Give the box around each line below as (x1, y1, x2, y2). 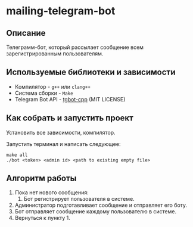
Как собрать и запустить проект (6, 113, 134, 123)
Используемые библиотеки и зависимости (6, 67, 176, 77)
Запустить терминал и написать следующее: (6, 140, 121, 147)
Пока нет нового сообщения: (14, 189, 89, 196)
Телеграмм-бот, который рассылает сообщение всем (6, 43, 144, 51)
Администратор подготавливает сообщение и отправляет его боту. (14, 201, 188, 209)
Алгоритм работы (6, 173, 77, 184)
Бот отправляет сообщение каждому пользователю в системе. (14, 208, 177, 215)
